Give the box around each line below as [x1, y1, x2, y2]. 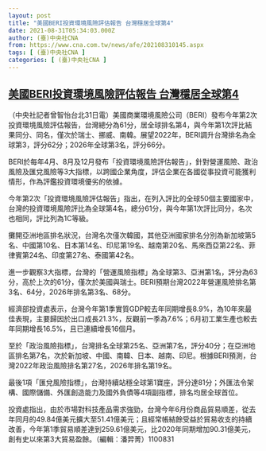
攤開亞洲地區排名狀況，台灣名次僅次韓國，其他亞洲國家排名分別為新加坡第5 [8, 230, 256, 239]
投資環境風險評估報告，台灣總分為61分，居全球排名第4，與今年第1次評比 [8, 120, 246, 130]
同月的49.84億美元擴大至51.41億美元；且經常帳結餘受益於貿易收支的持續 [14, 414, 253, 424]
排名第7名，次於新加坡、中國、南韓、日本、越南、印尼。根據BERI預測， [14, 351, 250, 360]
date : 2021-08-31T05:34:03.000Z [8, 26, 115, 34]
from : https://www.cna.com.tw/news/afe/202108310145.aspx [8, 41, 204, 49]
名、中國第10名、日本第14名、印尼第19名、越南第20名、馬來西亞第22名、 [8, 240, 249, 250]
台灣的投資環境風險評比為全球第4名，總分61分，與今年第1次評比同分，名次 [8, 204, 253, 213]
